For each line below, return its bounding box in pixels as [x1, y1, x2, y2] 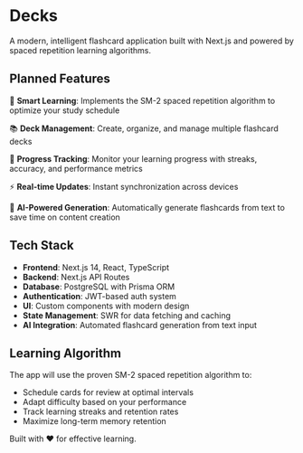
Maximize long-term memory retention [22, 416, 167, 427]
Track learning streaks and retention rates [22, 406, 179, 417]
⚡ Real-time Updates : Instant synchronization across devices [9, 181, 239, 192]
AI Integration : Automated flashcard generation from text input [22, 319, 258, 330]
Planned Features [9, 71, 111, 87]
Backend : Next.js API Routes [22, 271, 130, 282]
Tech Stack [9, 238, 74, 253]
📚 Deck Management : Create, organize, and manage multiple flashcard [9, 123, 279, 134]
